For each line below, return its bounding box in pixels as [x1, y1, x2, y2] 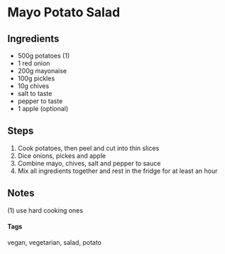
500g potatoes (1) [17, 51, 70, 60]
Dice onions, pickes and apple [17, 151, 106, 160]
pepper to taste [17, 97, 63, 105]
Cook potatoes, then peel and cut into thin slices [17, 144, 160, 152]
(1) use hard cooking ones [7, 206, 84, 214]
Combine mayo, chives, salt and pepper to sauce [17, 159, 161, 167]
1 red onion [17, 59, 50, 68]
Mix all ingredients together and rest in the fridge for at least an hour [17, 166, 218, 175]
